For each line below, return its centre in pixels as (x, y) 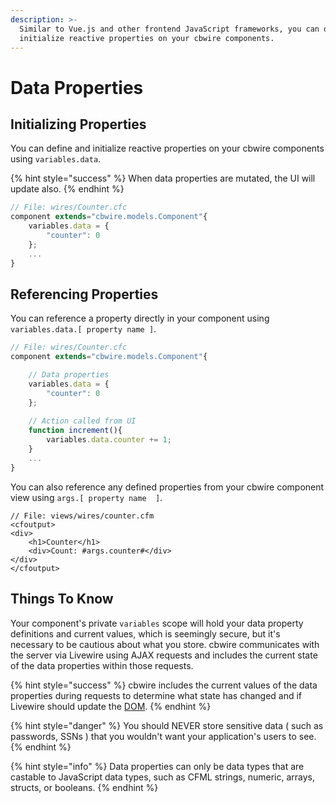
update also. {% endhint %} (67, 189)
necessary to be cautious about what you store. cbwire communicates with (165, 644)
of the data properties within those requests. (102, 665)
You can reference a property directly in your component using (140, 318)
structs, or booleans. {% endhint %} (84, 787)
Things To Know (62, 599)
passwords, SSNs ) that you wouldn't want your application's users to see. (163, 736)
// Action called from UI (82, 421)
